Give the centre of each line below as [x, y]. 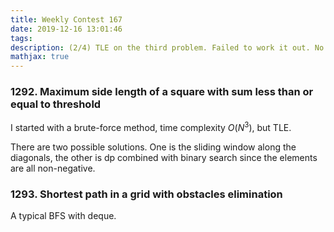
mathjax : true [40, 57]
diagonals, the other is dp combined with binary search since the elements [164, 158]
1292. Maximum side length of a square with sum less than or [162, 92]
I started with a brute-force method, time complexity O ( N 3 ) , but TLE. [151, 127]
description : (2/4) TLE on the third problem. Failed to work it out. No [167, 47]
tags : [21, 38]
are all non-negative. [53, 168]
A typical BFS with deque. [63, 216]
